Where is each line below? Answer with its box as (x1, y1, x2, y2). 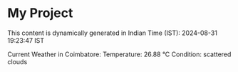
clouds (7, 57, 28, 66)
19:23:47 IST (7, 36, 45, 44)
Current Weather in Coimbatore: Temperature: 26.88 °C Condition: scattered (7, 50, 232, 58)
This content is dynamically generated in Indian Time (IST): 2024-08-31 (7, 29, 217, 37)
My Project (7, 5, 73, 21)
